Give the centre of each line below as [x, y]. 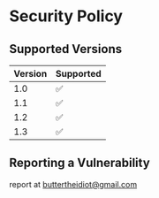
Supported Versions [65, 49]
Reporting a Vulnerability [79, 163]
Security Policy [66, 16]
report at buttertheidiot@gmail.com [73, 184]
